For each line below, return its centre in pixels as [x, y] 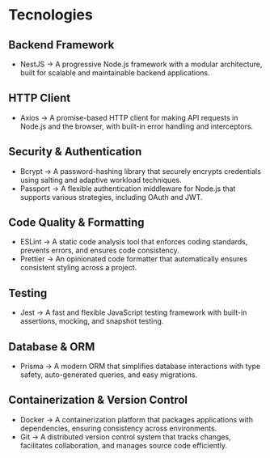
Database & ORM [52, 347]
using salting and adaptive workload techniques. [101, 180]
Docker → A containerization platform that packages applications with [136, 419]
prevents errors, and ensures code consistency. [99, 250]
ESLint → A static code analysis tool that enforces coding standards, [134, 242]
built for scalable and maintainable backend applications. [115, 73]
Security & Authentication [75, 152]
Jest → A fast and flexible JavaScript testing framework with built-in [133, 312]
